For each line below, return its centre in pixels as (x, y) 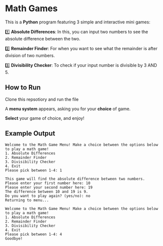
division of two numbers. (30, 55)
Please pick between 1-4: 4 (34, 234)
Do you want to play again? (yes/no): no (48, 196)
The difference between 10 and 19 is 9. (47, 191)
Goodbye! (14, 238)
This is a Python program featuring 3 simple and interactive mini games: (78, 22)
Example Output (30, 134)
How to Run (23, 87)
